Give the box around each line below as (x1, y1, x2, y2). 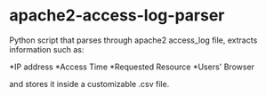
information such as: (9, 44, 85, 54)
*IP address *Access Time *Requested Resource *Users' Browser (9, 61, 255, 72)
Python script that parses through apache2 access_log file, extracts (9, 35, 258, 45)
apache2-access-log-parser (9, 5, 225, 26)
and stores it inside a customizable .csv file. (9, 78, 170, 89)
